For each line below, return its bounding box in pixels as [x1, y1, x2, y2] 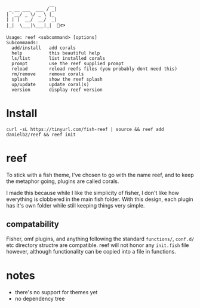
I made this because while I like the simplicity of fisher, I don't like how [6, 189, 179, 196]
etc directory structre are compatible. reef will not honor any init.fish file [6, 241, 189, 249]
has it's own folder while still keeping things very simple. [6, 202, 145, 209]
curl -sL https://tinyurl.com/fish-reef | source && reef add [6, 126, 164, 132]
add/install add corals [11, 45, 76, 51]
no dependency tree [14, 295, 65, 302]
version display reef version [11, 87, 103, 93]
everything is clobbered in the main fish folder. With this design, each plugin [6, 196, 193, 203]
